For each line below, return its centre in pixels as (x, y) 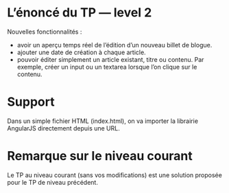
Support (31, 102)
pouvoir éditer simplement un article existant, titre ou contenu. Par (110, 59)
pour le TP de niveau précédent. (52, 182)
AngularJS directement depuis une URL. (63, 128)
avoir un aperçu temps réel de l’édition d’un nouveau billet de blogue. (114, 45)
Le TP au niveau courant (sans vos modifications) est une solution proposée (115, 175)
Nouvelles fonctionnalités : (45, 32)
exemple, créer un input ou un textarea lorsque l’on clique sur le (107, 67)
